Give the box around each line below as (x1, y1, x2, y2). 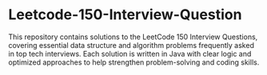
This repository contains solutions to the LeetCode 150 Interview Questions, (8, 32, 258, 41)
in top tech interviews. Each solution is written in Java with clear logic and (8, 49, 252, 58)
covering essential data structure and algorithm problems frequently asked (8, 40, 254, 49)
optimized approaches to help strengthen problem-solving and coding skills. (8, 57, 260, 67)
